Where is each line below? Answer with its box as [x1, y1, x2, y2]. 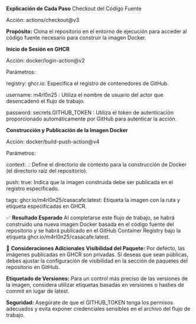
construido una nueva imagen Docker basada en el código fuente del [6, 221, 174, 228]
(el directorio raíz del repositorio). [6, 168, 87, 174]
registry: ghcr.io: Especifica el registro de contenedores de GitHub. [6, 80, 169, 87]
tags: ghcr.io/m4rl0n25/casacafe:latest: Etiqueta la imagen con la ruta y [6, 197, 180, 203]
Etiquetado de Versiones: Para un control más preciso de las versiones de [6, 275, 188, 282]
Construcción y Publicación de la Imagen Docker [6, 127, 128, 133]
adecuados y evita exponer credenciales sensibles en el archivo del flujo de [6, 305, 191, 312]
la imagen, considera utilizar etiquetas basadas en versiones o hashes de [6, 282, 185, 288]
